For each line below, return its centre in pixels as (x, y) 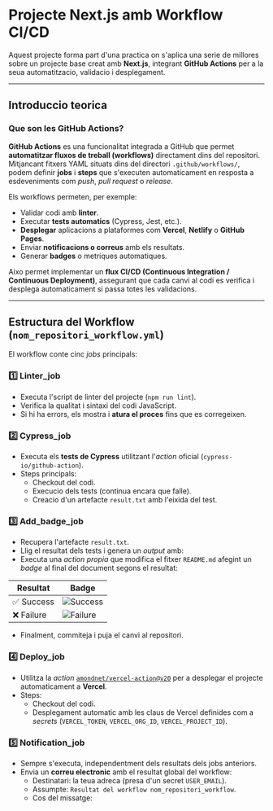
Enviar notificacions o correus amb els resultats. (102, 247)
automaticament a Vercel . (63, 686)
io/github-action (50, 466)
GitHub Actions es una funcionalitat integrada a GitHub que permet (121, 146)
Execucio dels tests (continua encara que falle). (112, 491)
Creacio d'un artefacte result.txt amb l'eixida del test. (125, 500)
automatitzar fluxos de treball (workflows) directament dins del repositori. (134, 155)
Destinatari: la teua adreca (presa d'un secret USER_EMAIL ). (130, 780)
